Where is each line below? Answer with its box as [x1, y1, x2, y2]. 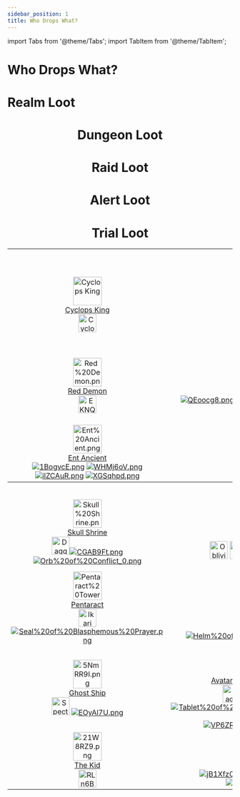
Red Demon [67, 386, 107, 396]
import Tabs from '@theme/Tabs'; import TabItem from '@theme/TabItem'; [7, 36, 227, 45]
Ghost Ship [69, 688, 106, 698]
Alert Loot [89, 192, 151, 208]
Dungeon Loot [77, 127, 163, 143]
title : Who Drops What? [7, 17, 79, 24]
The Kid [74, 761, 101, 771]
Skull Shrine [67, 527, 108, 537]
